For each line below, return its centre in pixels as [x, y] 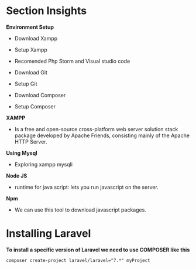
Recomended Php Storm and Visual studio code [72, 61]
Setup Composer [35, 106]
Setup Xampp [31, 50]
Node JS [17, 176]
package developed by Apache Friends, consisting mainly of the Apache [102, 135]
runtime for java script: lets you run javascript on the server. [87, 187]
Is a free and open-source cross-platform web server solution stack [96, 129]
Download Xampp [36, 38]
